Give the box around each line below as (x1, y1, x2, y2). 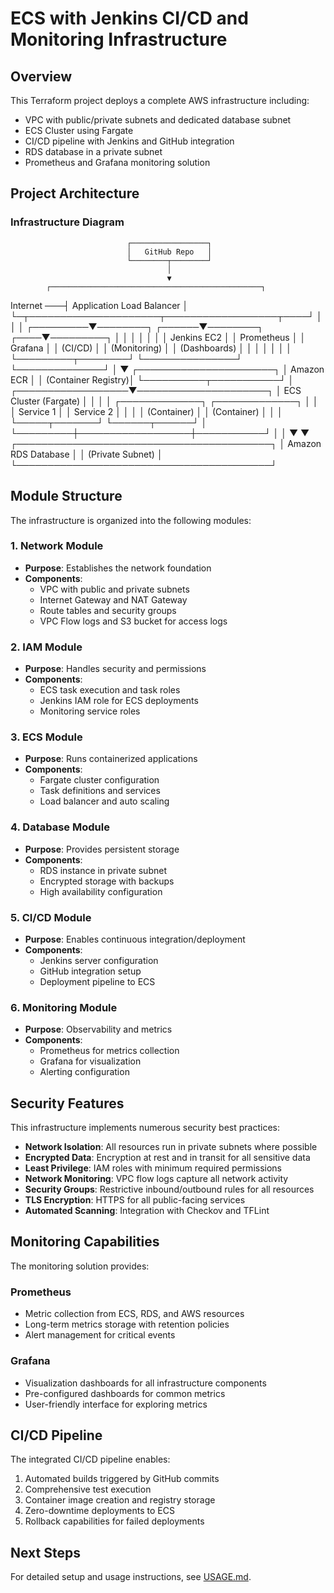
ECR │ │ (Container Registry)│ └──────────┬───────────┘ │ (10, 373, 295, 386)
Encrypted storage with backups (39, 875, 175, 887)
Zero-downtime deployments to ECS (24, 1505, 175, 1517)
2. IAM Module (10, 640, 83, 654)
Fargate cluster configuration (39, 774, 160, 786)
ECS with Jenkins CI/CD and (10, 7, 249, 30)
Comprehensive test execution (24, 1483, 152, 1496)
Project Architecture (10, 185, 140, 202)
